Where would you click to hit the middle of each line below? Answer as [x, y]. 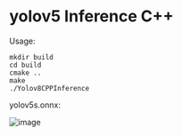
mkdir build [31, 57]
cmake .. [25, 73]
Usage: [22, 41]
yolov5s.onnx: [35, 105]
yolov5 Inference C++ [91, 16]
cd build [25, 65]
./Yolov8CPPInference [50, 88]
